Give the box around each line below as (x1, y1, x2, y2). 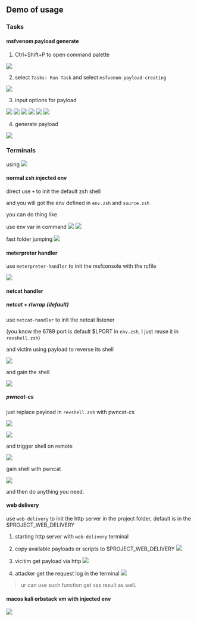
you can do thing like (6, 211, 58, 218)
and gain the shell (6, 368, 50, 375)
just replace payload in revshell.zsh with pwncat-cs (6, 408, 135, 415)
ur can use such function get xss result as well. (20, 581, 137, 588)
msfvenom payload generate (6, 37, 79, 44)
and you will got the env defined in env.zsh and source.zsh (6, 200, 150, 207)
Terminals (6, 146, 36, 155)
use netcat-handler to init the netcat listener (6, 316, 115, 323)
